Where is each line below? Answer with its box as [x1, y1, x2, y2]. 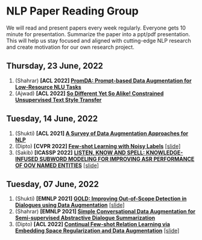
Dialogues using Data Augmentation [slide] [14, 201, 125, 209]
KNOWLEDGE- [145, 149, 183, 156]
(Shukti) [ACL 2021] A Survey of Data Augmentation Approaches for [14, 130, 189, 137]
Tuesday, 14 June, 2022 [6, 113, 98, 124]
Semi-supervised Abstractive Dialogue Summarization [14, 214, 156, 221]
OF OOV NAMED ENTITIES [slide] [14, 162, 99, 169]
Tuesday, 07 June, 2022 [6, 179, 99, 189]
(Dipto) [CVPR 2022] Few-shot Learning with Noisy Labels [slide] [14, 142, 181, 150]
